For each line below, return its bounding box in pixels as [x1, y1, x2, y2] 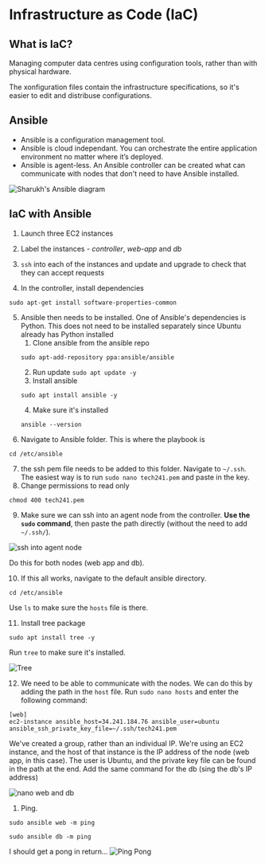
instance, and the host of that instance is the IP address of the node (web [9, 747, 250, 756]
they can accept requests [20, 268, 105, 277]
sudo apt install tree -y [9, 633, 95, 642]
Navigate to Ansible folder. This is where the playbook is [20, 434, 205, 444]
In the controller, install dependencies [20, 283, 144, 292]
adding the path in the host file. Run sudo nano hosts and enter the [20, 686, 240, 696]
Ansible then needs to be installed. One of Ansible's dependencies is [20, 312, 246, 322]
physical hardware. [9, 67, 72, 76]
